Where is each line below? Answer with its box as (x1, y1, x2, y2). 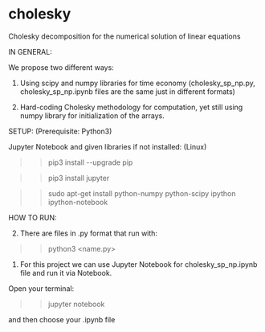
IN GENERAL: (8, 47, 52, 56)
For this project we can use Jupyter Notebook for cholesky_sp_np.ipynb (19, 259, 258, 269)
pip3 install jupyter (47, 173, 110, 182)
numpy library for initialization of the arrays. (19, 110, 165, 121)
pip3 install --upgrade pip (47, 158, 133, 167)
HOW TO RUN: (8, 212, 58, 222)
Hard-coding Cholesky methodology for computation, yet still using (19, 102, 243, 112)
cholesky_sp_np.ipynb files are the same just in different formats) (19, 86, 235, 96)
